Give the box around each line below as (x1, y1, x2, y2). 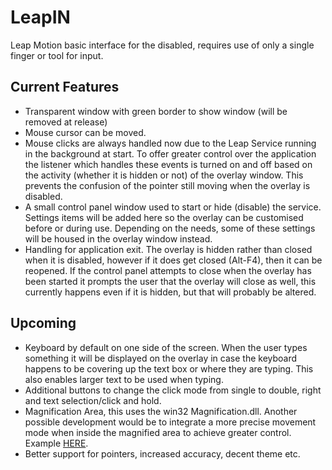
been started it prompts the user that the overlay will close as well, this (24, 275, 317, 287)
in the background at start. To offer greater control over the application (24, 147, 317, 160)
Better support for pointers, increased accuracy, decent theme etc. (24, 447, 301, 460)
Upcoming (10, 315, 77, 332)
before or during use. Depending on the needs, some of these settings (24, 222, 316, 234)
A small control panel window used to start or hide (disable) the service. (24, 201, 322, 213)
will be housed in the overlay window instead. (24, 232, 213, 245)
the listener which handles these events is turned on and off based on (24, 158, 313, 170)
